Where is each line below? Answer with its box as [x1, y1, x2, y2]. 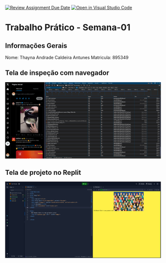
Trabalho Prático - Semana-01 [5, 22, 131, 33]
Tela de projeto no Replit [5, 168, 82, 177]
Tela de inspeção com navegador [5, 69, 110, 77]
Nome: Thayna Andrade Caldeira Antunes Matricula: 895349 [5, 55, 129, 60]
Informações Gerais [5, 41, 68, 50]
